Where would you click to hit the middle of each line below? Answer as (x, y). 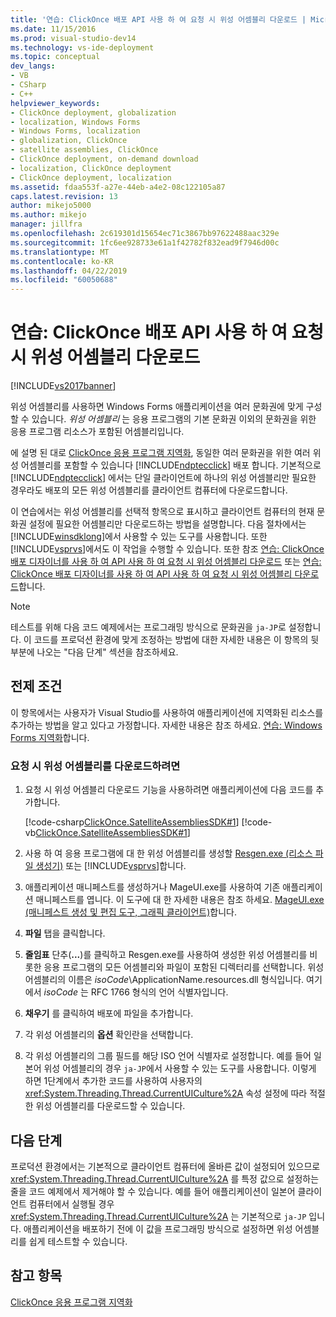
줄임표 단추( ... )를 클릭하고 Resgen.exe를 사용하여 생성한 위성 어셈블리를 (166, 955)
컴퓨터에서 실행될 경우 (71, 1203)
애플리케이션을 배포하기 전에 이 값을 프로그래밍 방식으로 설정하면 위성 (158, 1228)
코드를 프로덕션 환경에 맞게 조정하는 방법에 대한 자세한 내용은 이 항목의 (171, 640)
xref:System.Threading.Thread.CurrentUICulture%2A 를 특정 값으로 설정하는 (165, 1178)
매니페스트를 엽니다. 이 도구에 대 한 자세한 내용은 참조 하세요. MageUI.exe (180, 900)
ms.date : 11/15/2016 (53, 29)
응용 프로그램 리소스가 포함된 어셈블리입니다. (97, 432)
